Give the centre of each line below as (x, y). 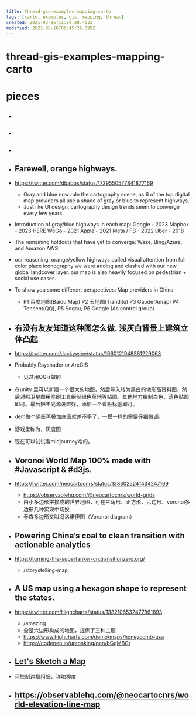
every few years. (44, 213)
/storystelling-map (46, 570)
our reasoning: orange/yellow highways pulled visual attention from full (100, 259)
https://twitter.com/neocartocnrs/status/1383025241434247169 (91, 484)
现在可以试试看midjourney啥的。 (54, 442)
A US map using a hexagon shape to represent (101, 589)
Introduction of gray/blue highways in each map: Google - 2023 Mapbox (102, 224)
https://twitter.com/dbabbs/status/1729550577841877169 (84, 183)
